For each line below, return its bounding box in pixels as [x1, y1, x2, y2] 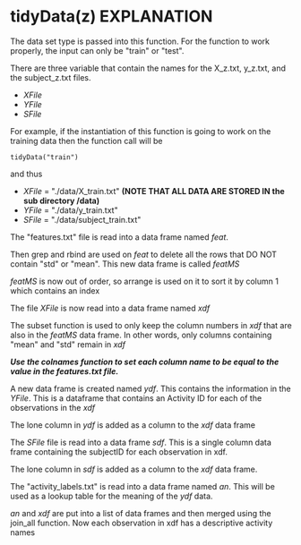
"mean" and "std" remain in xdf [10, 338, 126, 350]
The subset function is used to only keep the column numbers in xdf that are [10, 319, 292, 330]
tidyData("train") [10, 152, 79, 162]
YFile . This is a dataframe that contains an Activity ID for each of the [10, 392, 262, 404]
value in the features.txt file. [10, 365, 119, 377]
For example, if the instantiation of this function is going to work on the [10, 125, 271, 136]
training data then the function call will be [10, 135, 163, 146]
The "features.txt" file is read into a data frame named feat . [10, 231, 229, 243]
